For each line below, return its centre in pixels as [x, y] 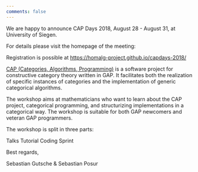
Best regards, [22, 152]
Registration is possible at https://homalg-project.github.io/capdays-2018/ [96, 57]
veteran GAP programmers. [39, 118]
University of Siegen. [32, 34]
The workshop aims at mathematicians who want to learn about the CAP [94, 99]
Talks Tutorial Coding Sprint [40, 140]
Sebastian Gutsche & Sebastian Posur [52, 163]
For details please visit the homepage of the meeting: [71, 46]
